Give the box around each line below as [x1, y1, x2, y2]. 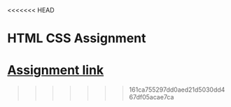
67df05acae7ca [129, 93, 174, 101]
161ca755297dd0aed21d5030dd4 [129, 85, 225, 94]
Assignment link [7, 62, 104, 78]
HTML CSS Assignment [7, 31, 146, 46]
